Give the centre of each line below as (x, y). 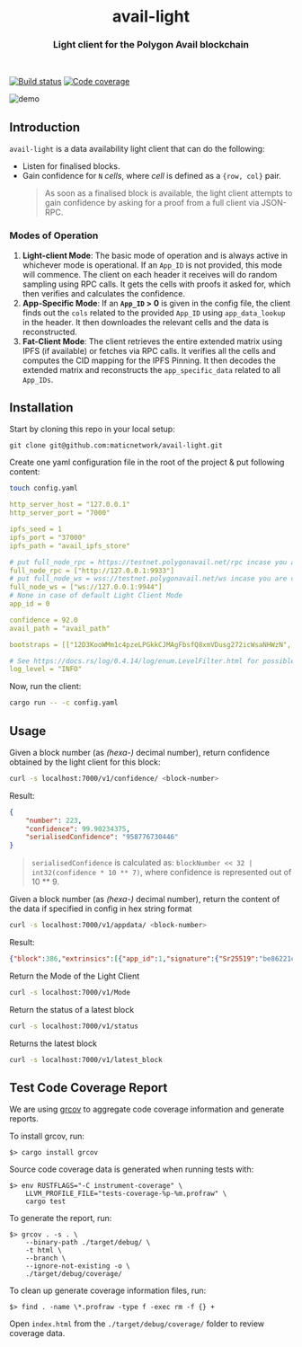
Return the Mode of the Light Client (75, 976)
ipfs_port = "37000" (48, 537)
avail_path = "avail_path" (60, 628)
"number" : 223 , (54, 820)
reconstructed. (50, 332)
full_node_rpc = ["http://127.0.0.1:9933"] (92, 571)
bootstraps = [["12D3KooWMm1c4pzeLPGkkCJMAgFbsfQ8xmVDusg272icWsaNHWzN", (151, 644)
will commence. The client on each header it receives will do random (150, 274)
